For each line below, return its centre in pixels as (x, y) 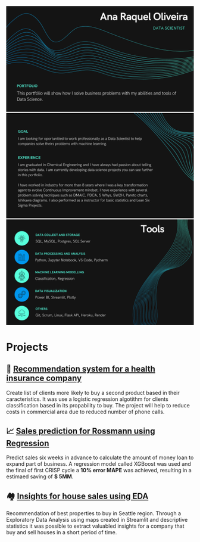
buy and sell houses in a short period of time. (62, 532)
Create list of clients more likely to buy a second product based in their (93, 393)
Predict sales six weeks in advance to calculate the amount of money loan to (100, 457)
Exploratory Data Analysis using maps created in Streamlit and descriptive (97, 520)
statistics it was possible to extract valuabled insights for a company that (95, 526)
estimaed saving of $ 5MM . (40, 476)
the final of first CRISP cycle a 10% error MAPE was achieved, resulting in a (99, 471)
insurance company (44, 379)
